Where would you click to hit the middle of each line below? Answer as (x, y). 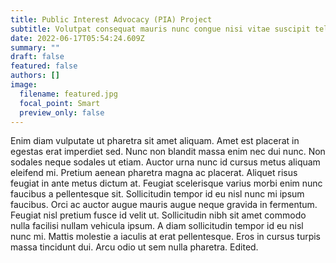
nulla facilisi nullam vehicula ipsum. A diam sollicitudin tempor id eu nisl (157, 226)
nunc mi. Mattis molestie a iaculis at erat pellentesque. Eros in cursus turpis (166, 237)
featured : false (44, 66)
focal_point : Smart (60, 103)
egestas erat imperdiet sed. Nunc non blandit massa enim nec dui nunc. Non (168, 152)
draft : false (37, 57)
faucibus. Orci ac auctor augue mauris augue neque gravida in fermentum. (164, 205)
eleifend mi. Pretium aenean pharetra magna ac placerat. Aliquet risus (154, 173)
